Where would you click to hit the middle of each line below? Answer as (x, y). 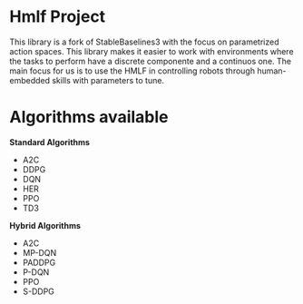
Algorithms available (89, 118)
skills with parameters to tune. (108, 80)
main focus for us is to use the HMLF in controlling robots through (132, 71)
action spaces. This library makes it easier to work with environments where (151, 51)
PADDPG (39, 262)
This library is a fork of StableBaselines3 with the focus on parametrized (144, 42)
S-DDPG (38, 291)
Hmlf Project (58, 17)
